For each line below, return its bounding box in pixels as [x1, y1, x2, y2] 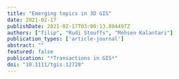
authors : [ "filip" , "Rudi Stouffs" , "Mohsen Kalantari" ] [7, 29, 174, 36]
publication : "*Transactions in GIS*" [7, 55, 118, 62]
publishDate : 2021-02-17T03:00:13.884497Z [7, 23, 130, 30]
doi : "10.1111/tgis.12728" [7, 61, 84, 68]
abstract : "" [7, 42, 45, 49]
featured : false [7, 49, 53, 56]
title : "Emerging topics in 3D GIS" [7, 10, 112, 17]
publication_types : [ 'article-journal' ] [7, 36, 125, 43]
